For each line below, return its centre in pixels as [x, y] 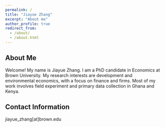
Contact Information [37, 107]
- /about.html [24, 38]
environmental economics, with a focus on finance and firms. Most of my [80, 80]
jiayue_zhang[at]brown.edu [33, 119]
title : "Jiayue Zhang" [29, 14]
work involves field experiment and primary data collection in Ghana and [80, 86]
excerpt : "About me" [27, 19]
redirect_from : [21, 28]
